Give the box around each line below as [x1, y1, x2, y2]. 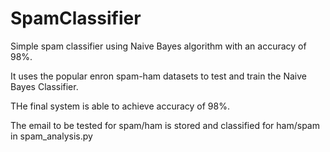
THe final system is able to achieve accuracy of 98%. [10, 100, 230, 112]
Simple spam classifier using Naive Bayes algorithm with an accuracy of [10, 40, 307, 52]
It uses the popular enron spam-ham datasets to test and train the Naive [10, 70, 307, 82]
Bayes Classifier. [10, 80, 79, 92]
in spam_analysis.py [10, 130, 93, 142]
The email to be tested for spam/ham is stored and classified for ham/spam [10, 119, 320, 131]
